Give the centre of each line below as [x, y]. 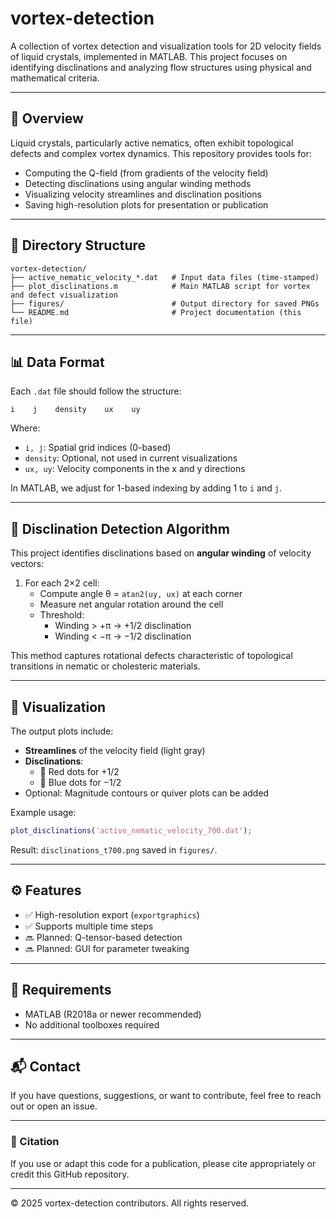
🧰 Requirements [61, 990]
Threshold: [62, 615]
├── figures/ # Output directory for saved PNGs [165, 303]
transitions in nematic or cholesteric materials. [105, 666]
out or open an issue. [54, 1106]
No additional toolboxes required [92, 1024]
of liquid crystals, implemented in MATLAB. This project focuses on [149, 56]
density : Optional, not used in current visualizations [131, 458]
